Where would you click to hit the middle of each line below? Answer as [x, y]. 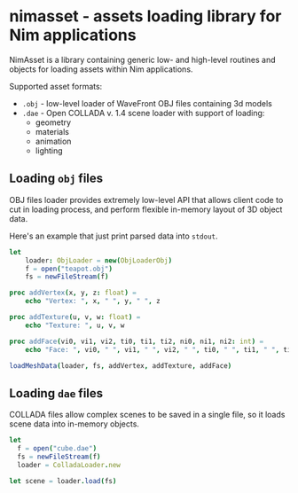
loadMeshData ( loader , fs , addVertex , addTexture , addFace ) [121, 365]
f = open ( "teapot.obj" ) [69, 269]
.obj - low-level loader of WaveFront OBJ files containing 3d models [147, 103]
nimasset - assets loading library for [145, 16]
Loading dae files [56, 393]
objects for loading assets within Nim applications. [101, 69]
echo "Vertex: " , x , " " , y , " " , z [93, 301]
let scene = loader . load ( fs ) [63, 481]
